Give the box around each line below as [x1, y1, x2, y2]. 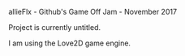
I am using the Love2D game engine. [8, 38, 131, 48]
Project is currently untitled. [8, 23, 101, 32]
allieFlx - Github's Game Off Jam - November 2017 [8, 7, 177, 16]
